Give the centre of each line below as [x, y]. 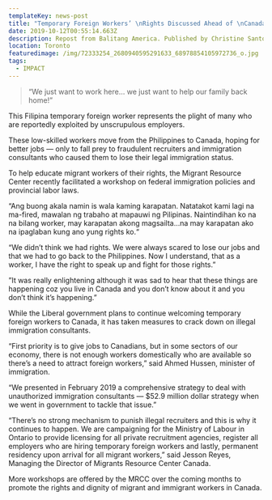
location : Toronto [39, 46]
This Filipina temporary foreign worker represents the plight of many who [130, 116]
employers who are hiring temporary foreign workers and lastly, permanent [134, 446]
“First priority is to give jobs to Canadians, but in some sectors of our [123, 345]
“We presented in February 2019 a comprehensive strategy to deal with [127, 387]
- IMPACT [30, 69]
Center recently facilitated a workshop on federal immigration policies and [132, 181]
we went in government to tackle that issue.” [83, 405]
